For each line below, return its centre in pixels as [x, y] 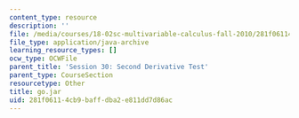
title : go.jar [36, 91]
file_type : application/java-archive [79, 42]
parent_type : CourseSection [61, 75]
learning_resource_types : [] [63, 51]
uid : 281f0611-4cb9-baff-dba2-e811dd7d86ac [91, 100]
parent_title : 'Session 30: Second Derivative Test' [109, 67]
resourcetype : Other [48, 83]
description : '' [39, 26]
